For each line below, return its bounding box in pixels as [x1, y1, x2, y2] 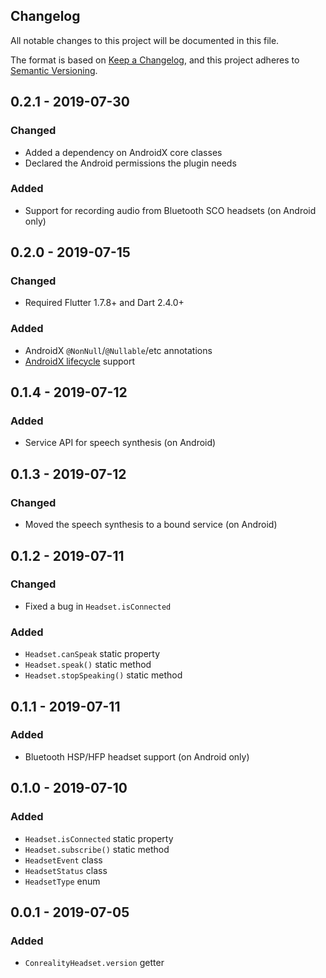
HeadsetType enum [24, 875, 101, 887]
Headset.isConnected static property [24, 832, 174, 844]
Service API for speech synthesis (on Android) [24, 437, 217, 449]
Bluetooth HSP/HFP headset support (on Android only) [24, 750, 250, 763]
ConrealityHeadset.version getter [24, 957, 165, 969]
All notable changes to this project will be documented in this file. [10, 34, 280, 46]
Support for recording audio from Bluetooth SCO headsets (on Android [24, 204, 317, 216]
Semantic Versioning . [10, 64, 98, 76]
